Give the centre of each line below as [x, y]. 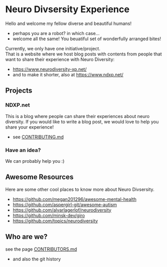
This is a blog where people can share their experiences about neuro [77, 116]
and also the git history [37, 259]
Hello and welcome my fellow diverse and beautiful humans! [68, 23]
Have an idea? [23, 150]
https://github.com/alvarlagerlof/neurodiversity [62, 210]
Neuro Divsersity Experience [67, 9]
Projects [19, 91]
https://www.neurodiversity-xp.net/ [50, 69]
